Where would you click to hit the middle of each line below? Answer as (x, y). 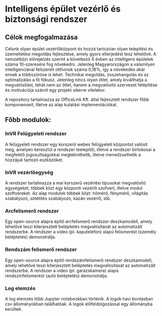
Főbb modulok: (28, 120)
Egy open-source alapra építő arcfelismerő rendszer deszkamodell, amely (79, 221)
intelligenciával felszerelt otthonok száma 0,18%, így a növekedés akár (75, 69)
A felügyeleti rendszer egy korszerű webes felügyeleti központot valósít (76, 144)
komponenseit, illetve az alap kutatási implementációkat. (61, 105)
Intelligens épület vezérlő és (63, 9)
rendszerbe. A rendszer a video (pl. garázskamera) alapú (62, 270)
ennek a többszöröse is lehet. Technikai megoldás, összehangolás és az (77, 75)
